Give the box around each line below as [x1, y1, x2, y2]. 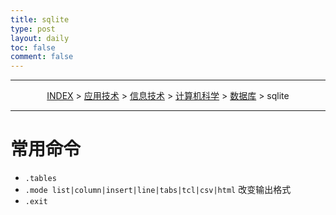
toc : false [10, 42, 56, 53]
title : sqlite [10, 14, 70, 25]
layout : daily [10, 33, 70, 43]
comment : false [10, 52, 74, 62]
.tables [24, 174, 57, 184]
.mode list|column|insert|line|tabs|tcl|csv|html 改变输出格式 [24, 184, 292, 196]
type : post [10, 24, 56, 34]
